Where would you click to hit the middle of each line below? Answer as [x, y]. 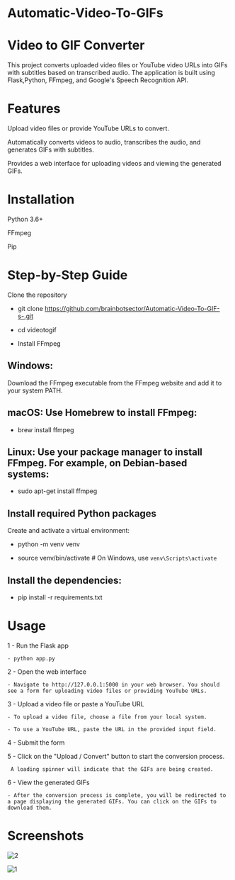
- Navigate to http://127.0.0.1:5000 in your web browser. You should [114, 684]
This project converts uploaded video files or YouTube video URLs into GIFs [117, 65]
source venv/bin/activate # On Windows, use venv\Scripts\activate [117, 558]
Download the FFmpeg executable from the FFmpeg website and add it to [115, 383]
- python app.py [31, 658]
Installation [41, 199]
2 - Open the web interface [47, 672]
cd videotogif [37, 329]
